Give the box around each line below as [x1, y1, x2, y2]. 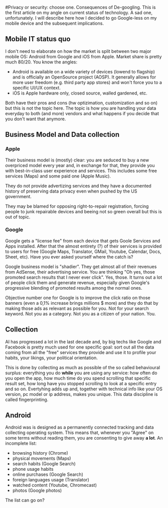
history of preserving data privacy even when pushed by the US [5, 188, 137, 194]
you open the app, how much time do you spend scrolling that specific [5, 375, 151, 381]
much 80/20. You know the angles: [5, 59, 78, 65]
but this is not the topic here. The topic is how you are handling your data [5, 105, 156, 111]
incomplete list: [5, 440, 37, 447]
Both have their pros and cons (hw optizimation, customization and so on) [5, 100, 158, 106]
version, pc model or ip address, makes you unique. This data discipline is [5, 391, 158, 397]
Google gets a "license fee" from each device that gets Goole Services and [5, 237, 160, 243]
